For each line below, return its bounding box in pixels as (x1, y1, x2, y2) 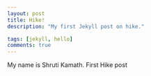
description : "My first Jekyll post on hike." (7, 23, 145, 30)
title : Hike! (7, 17, 45, 23)
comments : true (7, 42, 51, 49)
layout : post (7, 10, 45, 17)
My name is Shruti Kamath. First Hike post (7, 61, 127, 69)
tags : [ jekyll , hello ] (7, 35, 73, 42)
